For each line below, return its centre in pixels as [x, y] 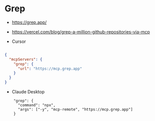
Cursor [19, 41]
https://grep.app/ [29, 22]
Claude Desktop [28, 92]
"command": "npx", [37, 105]
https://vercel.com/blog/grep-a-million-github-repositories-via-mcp [81, 32]
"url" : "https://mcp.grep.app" [50, 69]
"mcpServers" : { [26, 59]
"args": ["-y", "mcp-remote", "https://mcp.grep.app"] [75, 110]
